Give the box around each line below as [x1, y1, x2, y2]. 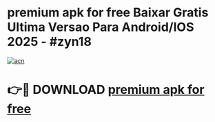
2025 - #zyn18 [7, 34, 92, 49]
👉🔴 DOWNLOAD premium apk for [7, 82, 205, 97]
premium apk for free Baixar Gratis [7, 5, 209, 21]
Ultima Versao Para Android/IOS [7, 19, 194, 35]
